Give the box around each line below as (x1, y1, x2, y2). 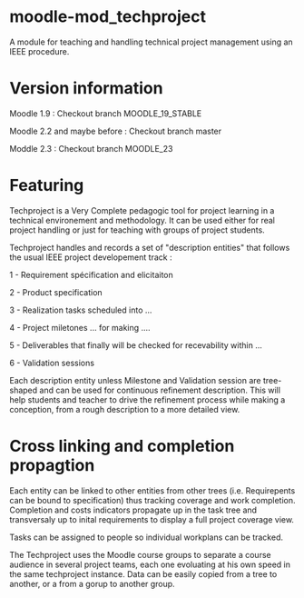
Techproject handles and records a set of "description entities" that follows (9, 242, 290, 253)
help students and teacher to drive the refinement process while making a (9, 394, 286, 405)
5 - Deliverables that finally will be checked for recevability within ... (9, 339, 263, 351)
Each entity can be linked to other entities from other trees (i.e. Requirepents (9, 484, 296, 496)
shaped (9, 384, 38, 395)
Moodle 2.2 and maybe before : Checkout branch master (9, 125, 222, 136)
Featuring (9, 175, 84, 196)
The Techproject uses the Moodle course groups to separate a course (9, 549, 271, 560)
